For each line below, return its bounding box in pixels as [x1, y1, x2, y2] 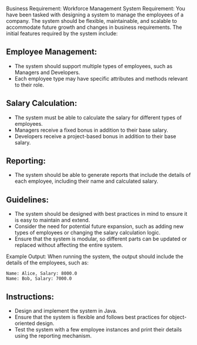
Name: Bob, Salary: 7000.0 [6, 276, 72, 282]
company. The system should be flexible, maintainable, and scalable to [6, 18, 177, 24]
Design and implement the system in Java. [14, 307, 117, 314]
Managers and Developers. [14, 69, 80, 76]
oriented [14, 320, 35, 327]
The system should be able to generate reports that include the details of [14, 172, 191, 179]
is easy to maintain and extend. [14, 217, 90, 224]
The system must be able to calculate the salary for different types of [14, 114, 182, 121]
